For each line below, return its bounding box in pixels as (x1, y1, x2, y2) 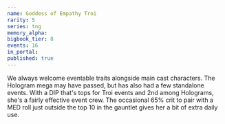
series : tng (7, 23, 41, 30)
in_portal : (7, 49, 39, 56)
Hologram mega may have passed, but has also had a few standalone (7, 81, 204, 90)
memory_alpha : (7, 29, 48, 37)
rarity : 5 (7, 17, 36, 23)
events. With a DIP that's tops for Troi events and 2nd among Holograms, (7, 88, 215, 96)
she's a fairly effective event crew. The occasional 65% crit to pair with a (7, 96, 213, 104)
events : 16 (7, 42, 39, 49)
